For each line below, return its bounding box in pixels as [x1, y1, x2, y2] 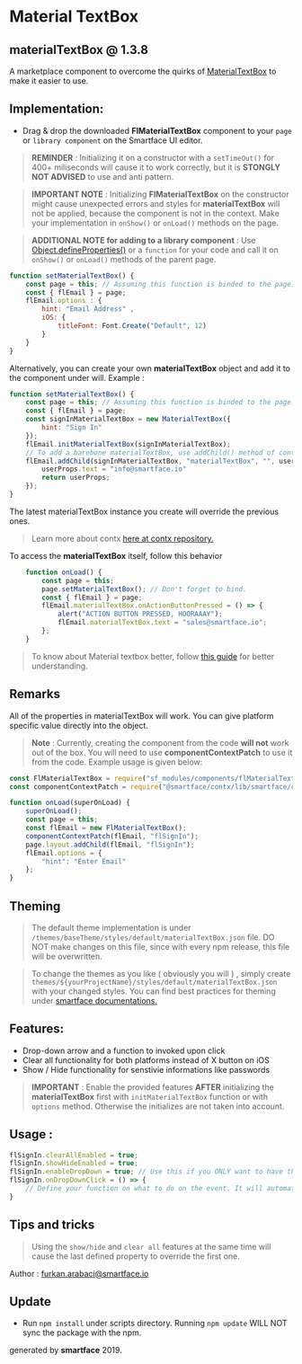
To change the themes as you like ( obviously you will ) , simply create [31, 968, 291, 979]
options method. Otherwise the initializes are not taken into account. [31, 1101, 285, 1112]
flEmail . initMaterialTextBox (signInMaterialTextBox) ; [25, 439, 231, 448]
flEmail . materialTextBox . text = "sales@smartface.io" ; [57, 618, 268, 627]
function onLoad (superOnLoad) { [9, 798, 130, 808]
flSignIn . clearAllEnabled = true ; [9, 1150, 139, 1160]
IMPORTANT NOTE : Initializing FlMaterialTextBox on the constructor [31, 189, 289, 199]
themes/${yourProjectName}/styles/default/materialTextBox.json [31, 978, 278, 987]
